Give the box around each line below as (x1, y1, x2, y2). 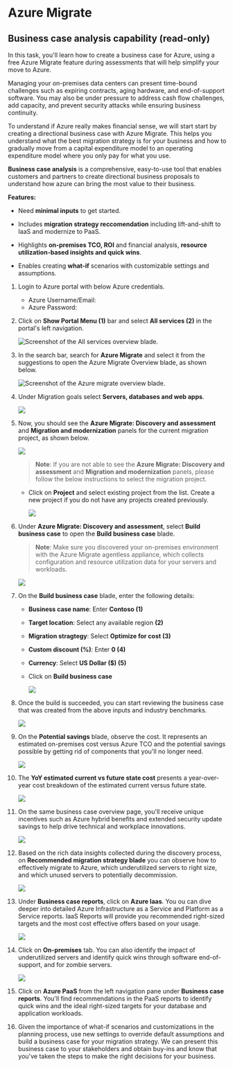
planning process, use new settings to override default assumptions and (17, 1030, 225, 1038)
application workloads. (17, 1009, 83, 1017)
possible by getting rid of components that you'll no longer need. (17, 747, 204, 756)
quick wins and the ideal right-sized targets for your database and (17, 1002, 207, 1010)
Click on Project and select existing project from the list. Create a (28, 488, 215, 497)
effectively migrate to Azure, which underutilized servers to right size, (17, 864, 218, 871)
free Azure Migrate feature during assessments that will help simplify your (8, 58, 220, 67)
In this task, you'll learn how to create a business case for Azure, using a (8, 51, 215, 59)
